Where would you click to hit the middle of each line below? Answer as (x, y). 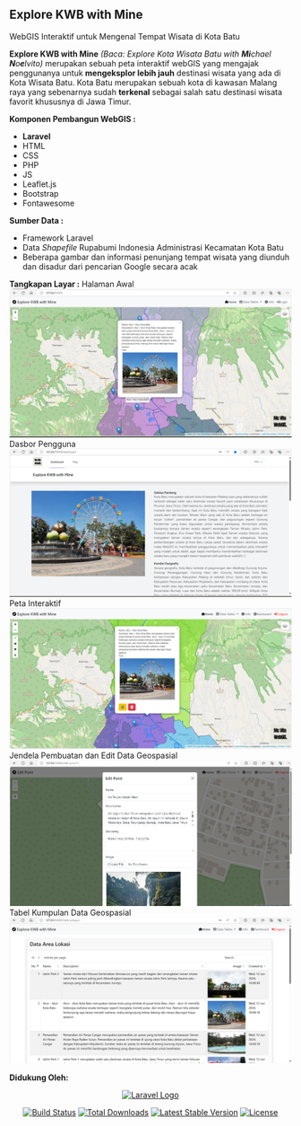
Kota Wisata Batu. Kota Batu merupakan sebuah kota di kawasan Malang (143, 82)
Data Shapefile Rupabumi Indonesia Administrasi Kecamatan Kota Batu (153, 247)
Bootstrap (40, 193)
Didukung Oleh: (39, 1078)
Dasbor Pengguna (43, 444)
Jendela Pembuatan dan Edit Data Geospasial (94, 755)
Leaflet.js (39, 184)
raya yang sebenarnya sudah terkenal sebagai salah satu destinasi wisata (146, 92)
